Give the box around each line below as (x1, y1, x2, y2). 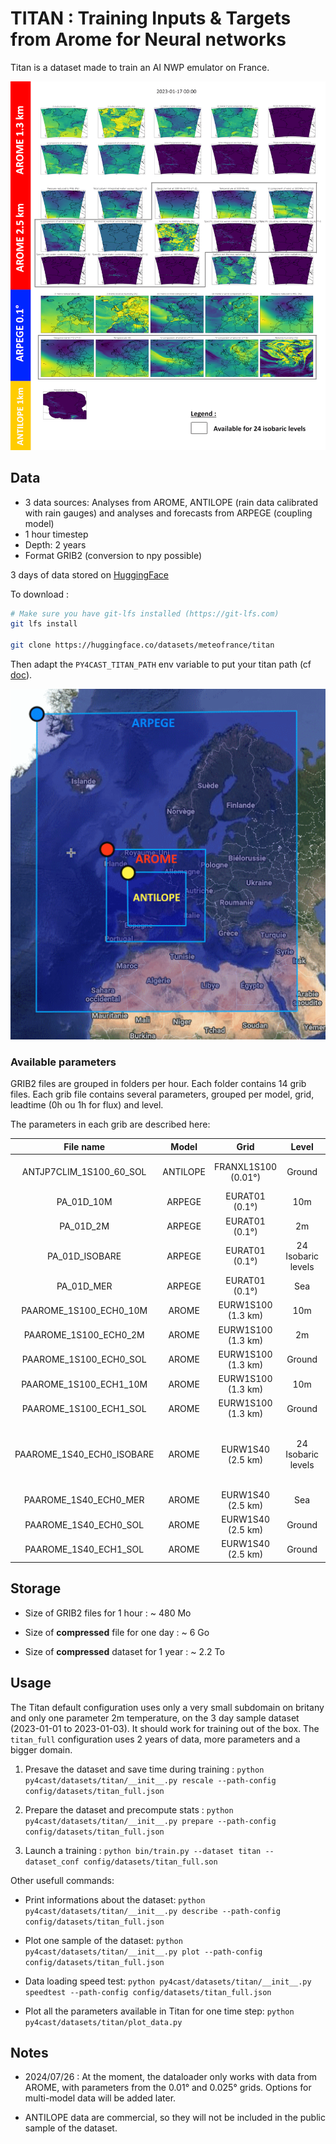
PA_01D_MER (56, 1280, 113, 1292)
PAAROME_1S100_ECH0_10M (21, 1304, 148, 1316)
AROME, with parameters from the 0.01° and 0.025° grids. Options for (24, 2082, 312, 2094)
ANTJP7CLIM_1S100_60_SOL (21, 1166, 147, 1178)
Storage (10, 1580, 62, 1597)
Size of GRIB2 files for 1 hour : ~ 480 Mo (24, 1607, 192, 1619)
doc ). (10, 669, 33, 681)
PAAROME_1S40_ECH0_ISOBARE (14, 1448, 155, 1461)
